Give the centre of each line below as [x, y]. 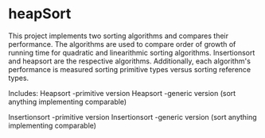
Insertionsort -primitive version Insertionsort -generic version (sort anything [132, 117]
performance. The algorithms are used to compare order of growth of [122, 44]
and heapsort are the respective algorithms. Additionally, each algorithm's [129, 61]
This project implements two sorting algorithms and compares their [119, 36]
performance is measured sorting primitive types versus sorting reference [130, 69]
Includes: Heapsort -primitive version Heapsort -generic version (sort [122, 93]
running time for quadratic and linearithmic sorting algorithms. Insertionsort [132, 52]
